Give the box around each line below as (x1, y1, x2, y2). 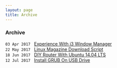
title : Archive (5, 12, 38, 17)
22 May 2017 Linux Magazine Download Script (5, 46, 103, 52)
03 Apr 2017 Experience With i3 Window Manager (5, 40, 112, 47)
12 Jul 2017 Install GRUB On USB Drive (5, 57, 91, 63)
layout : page (5, 7, 33, 13)
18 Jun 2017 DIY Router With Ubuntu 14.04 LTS (5, 52, 106, 58)
